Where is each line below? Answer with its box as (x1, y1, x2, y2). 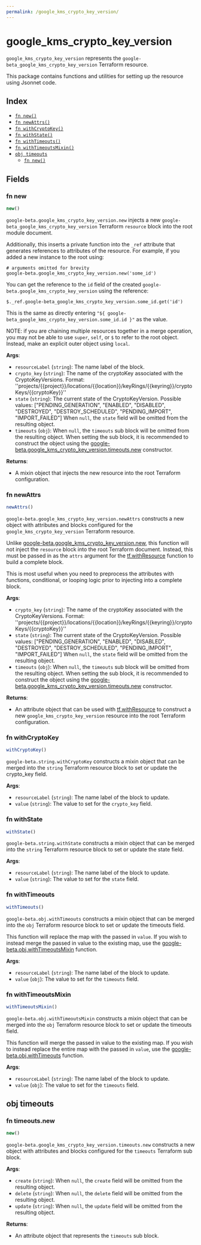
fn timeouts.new (6, 1117, 55, 1125)
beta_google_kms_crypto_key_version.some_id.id (6, 316, 127, 322)
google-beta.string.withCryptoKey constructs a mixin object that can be (6, 758, 185, 765)
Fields (6, 174, 30, 184)
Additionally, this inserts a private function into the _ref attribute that (6, 240, 175, 248)
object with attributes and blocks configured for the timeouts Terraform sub (6, 1147, 193, 1154)
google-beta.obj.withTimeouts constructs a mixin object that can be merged (6, 915, 194, 922)
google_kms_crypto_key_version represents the (6, 55, 121, 62)
